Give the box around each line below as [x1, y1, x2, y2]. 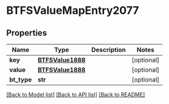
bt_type [9, 76, 32, 83]
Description [91, 46, 126, 54]
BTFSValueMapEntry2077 [6, 4, 139, 18]
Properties [6, 28, 47, 38]
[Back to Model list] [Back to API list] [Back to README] [6, 91, 145, 98]
